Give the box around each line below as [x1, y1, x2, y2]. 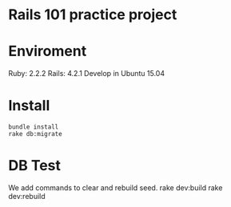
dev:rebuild [8, 192, 46, 201]
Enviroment [8, 42, 87, 61]
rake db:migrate [8, 130, 62, 138]
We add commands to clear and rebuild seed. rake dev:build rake [8, 183, 223, 193]
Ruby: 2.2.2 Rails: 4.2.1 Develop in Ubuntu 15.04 [8, 69, 165, 78]
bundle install [8, 123, 59, 131]
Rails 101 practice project [8, 6, 177, 24]
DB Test [8, 157, 62, 175]
